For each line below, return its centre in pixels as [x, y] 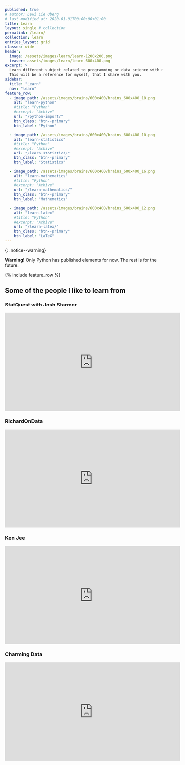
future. [12, 265]
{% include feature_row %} [33, 275]
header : [13, 51]
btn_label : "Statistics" [40, 162]
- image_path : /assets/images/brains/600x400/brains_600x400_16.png [82, 171]
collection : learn [24, 38]
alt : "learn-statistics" [40, 139]
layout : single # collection [35, 28]
